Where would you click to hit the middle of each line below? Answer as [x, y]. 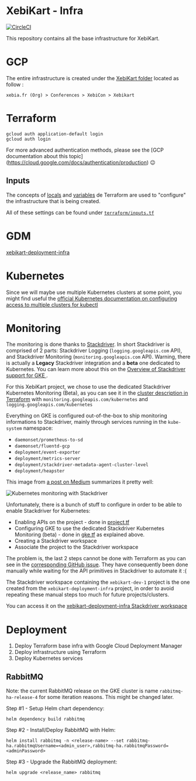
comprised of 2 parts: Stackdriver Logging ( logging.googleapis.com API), [94, 351]
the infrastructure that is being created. [53, 201]
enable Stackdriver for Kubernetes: [48, 511]
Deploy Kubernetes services [49, 658]
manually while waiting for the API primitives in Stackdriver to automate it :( [97, 571]
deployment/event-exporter [47, 453]
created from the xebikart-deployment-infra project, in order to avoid [90, 588]
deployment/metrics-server [47, 459]
